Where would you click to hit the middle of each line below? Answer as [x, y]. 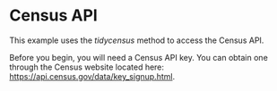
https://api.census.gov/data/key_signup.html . [92, 76]
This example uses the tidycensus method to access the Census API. [137, 40]
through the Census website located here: [87, 67]
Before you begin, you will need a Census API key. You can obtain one [139, 57]
